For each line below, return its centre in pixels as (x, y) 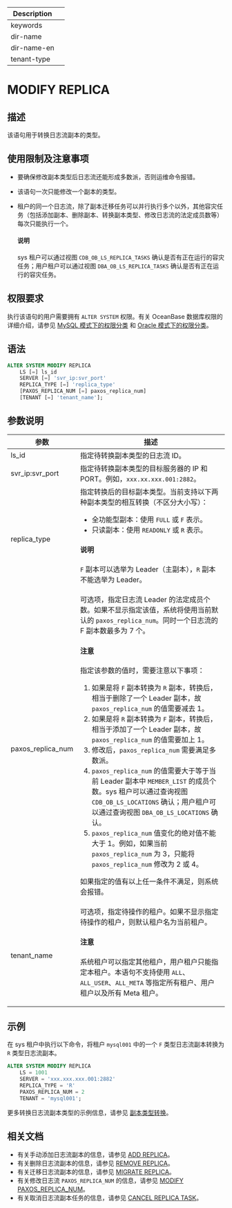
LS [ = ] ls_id (38, 372)
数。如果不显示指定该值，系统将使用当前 (146, 610)
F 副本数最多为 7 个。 (115, 631)
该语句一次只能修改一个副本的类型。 (69, 191)
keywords (27, 25)
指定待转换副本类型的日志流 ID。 (133, 455)
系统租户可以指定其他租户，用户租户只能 (146, 962)
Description (32, 13)
